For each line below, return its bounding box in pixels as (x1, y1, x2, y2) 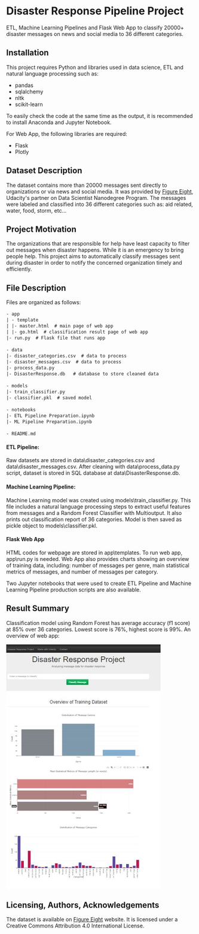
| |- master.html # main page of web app (6, 323, 114, 329)
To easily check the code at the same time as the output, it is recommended (6, 112, 193, 119)
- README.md (6, 431, 36, 437)
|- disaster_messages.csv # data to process (6, 359, 121, 365)
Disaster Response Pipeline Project (6, 4, 184, 18)
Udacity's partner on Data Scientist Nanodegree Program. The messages (6, 194, 186, 201)
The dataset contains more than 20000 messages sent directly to (6, 181, 167, 189)
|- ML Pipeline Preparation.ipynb (6, 419, 93, 425)
